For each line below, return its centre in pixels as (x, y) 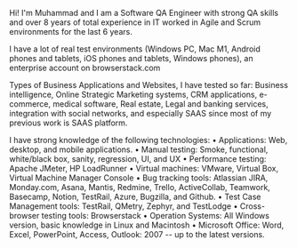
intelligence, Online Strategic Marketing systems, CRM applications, (133, 94)
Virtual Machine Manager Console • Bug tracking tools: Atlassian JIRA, (139, 178)
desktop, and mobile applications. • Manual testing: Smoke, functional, (139, 149)
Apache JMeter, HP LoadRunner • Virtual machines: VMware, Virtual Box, (144, 168)
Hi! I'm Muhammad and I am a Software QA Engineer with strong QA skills (144, 13)
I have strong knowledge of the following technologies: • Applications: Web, (148, 140)
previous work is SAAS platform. (68, 123)
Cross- (252, 206)
